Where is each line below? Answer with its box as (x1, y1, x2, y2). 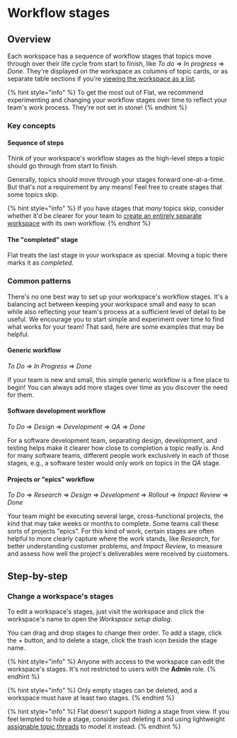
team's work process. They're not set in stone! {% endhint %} (7, 103, 187, 111)
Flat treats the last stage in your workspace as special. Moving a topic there (7, 251, 228, 260)
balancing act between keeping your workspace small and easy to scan (7, 299, 216, 309)
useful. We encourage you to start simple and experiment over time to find (7, 315, 224, 323)
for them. (7, 391, 34, 399)
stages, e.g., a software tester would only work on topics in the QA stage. (7, 459, 221, 468)
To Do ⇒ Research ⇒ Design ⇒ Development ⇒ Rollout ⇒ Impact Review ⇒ (7, 490, 229, 500)
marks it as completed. (7, 258, 74, 267)
